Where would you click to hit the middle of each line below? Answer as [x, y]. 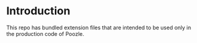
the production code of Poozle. [45, 33]
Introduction [38, 11]
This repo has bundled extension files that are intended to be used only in [99, 27]
